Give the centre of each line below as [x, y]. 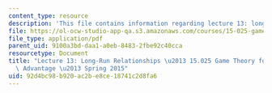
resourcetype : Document [49, 53]
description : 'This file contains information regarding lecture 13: [128, 23]
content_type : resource [49, 16]
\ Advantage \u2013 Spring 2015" [72, 69]
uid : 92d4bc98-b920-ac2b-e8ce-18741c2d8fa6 [83, 76]
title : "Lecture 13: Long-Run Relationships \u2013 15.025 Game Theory [132, 61]
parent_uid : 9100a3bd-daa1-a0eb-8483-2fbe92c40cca [96, 46]
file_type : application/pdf [56, 38]
